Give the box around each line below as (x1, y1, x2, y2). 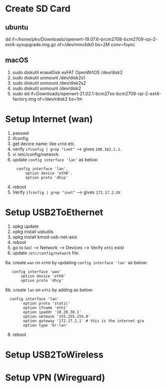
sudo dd (12, 91, 30, 97)
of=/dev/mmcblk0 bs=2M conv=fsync (57, 42, 135, 48)
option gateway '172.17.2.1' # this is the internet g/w (23, 318, 144, 323)
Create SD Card (5, 3, 71, 15)
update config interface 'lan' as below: (12, 156, 99, 163)
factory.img (12, 96, 36, 102)
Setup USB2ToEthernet (5, 206, 103, 218)
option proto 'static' (23, 301, 70, 306)
